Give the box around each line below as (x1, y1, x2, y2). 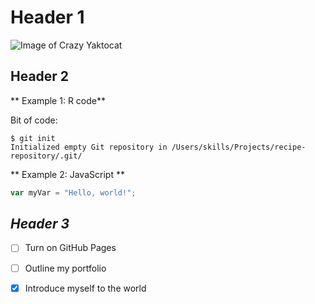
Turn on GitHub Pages (24, 242, 117, 254)
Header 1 (10, 6, 85, 29)
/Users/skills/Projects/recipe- (171, 142, 307, 152)
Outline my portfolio (24, 262, 107, 274)
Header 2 (10, 68, 70, 85)
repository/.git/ (10, 151, 83, 161)
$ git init (10, 133, 56, 143)
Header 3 (10, 216, 70, 233)
